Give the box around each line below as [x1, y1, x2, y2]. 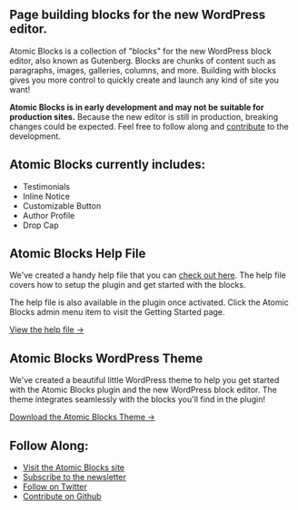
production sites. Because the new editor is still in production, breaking [9, 111, 279, 122]
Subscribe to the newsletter [22, 472, 127, 483]
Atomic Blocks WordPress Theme [9, 350, 204, 366]
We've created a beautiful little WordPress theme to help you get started [9, 375, 280, 386]
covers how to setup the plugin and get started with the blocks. [9, 280, 246, 290]
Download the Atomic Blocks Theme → [9, 412, 156, 423]
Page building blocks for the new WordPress [9, 7, 266, 23]
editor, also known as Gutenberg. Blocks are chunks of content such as [9, 54, 276, 66]
